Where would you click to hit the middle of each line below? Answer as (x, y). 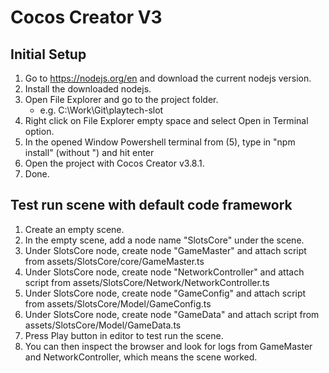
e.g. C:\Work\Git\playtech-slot (101, 110)
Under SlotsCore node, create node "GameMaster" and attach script (165, 250)
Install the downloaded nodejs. (88, 89)
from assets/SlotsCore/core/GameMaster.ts (114, 261)
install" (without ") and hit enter (89, 152)
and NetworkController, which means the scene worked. (141, 357)
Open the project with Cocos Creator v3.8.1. (114, 163)
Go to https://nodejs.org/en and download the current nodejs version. (168, 78)
